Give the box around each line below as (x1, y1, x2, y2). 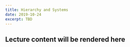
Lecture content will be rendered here (5, 35, 125, 43)
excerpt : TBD (5, 16, 33, 21)
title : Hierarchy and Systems (5, 7, 69, 12)
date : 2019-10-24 (5, 12, 42, 17)
